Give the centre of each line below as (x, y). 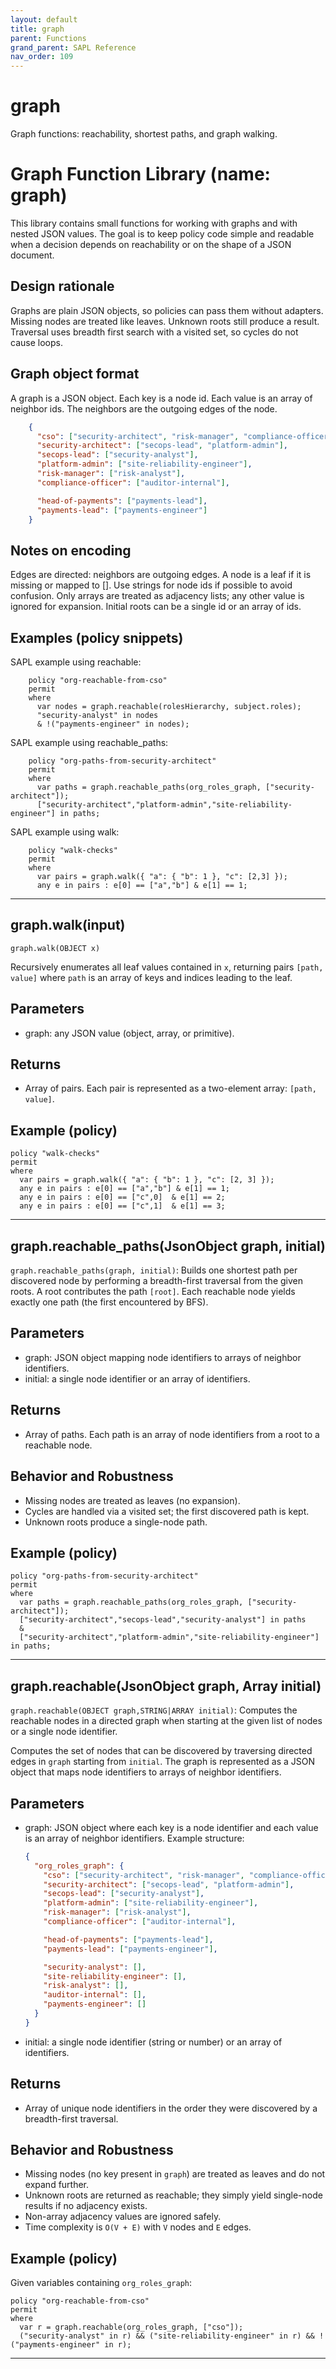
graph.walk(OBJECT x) (55, 948)
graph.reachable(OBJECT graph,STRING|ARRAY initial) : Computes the (154, 1710)
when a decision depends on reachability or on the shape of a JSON (151, 244)
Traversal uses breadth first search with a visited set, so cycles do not (154, 332)
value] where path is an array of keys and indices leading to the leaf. (151, 977)
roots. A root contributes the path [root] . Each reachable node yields (153, 1292)
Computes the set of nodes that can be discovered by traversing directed (161, 1751)
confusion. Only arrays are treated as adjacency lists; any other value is (157, 596)
